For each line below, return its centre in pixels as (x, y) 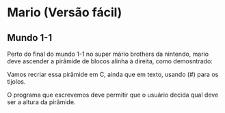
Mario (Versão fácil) (65, 13)
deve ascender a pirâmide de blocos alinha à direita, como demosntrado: (110, 61)
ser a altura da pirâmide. (41, 102)
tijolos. (16, 82)
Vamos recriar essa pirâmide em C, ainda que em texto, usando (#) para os (113, 74)
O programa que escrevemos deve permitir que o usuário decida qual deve (113, 95)
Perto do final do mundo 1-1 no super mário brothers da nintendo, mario (108, 54)
